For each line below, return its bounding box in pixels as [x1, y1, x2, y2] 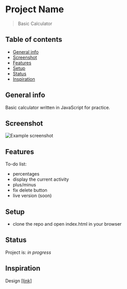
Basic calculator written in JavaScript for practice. [5, 104, 111, 110]
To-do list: [5, 161, 27, 167]
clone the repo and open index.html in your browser [12, 221, 122, 227]
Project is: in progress [5, 249, 52, 255]
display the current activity [12, 176, 69, 182]
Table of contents [5, 35, 62, 44]
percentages [12, 171, 40, 177]
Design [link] [5, 277, 32, 284]
